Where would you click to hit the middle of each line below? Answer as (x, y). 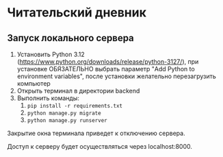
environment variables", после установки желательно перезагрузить (117, 76)
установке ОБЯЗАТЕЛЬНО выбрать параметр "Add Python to (106, 69)
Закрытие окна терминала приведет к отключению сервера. (96, 133)
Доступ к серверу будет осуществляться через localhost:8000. (100, 146)
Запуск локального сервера (71, 38)
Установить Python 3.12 (51, 54)
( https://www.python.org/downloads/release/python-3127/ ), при (108, 62)
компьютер (34, 83)
